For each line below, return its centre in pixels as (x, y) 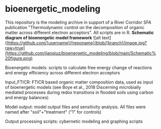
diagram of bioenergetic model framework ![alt (53, 38)
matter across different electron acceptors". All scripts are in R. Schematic (80, 32)
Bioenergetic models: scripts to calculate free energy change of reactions (79, 67)
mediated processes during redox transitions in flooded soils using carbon (79, 92)
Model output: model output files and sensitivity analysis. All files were (75, 107)
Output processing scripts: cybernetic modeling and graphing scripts (74, 121)
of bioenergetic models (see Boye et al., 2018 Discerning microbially (73, 87)
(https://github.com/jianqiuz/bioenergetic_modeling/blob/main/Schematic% (80, 53)
